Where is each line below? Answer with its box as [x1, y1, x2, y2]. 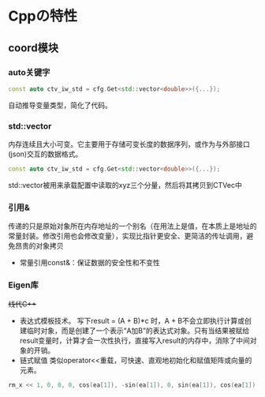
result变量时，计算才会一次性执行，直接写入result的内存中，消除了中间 [19, 335, 250, 345]
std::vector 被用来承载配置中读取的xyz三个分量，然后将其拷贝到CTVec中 [8, 180, 242, 189]
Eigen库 [8, 279, 39, 290]
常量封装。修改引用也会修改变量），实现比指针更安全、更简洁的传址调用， [8, 231, 247, 241]
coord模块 [8, 41, 59, 54]
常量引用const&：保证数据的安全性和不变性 [19, 258, 160, 268]
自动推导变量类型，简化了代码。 [8, 100, 112, 110]
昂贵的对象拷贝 [14, 242, 64, 251]
